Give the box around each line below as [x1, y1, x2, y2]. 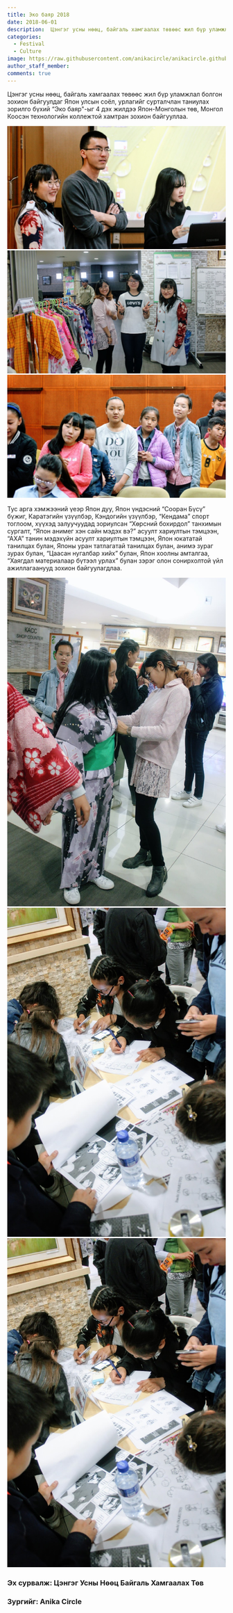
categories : [7, 33, 42, 40]
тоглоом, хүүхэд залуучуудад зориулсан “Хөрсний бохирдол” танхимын [7, 519, 222, 528]
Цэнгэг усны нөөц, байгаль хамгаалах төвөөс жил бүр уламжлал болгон [7, 90, 223, 98]
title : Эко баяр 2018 [7, 11, 70, 18]
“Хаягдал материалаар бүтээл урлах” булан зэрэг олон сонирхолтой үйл [7, 556, 223, 565]
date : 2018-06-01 [7, 18, 58, 26]
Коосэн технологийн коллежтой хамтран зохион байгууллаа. [7, 112, 189, 120]
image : [7, 56, 26, 63]
